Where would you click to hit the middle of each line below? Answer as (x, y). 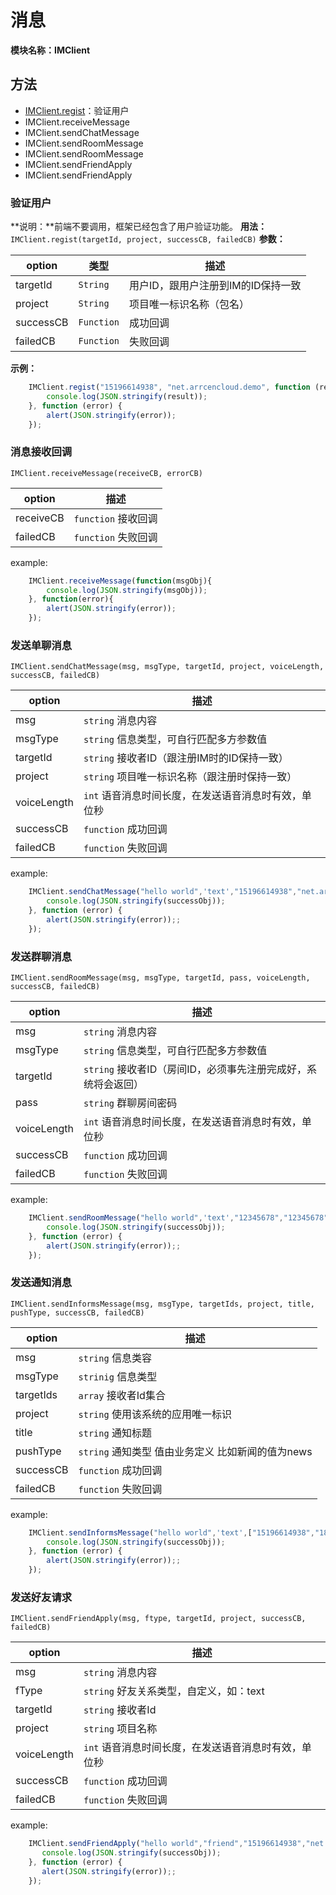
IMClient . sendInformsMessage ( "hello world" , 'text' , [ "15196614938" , (171, 1532)
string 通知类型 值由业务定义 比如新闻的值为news (195, 1451)
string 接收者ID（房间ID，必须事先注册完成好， (195, 1069)
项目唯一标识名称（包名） (189, 304)
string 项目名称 (120, 1729)
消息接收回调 (41, 452)
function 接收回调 (115, 518)
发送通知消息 (41, 1283)
